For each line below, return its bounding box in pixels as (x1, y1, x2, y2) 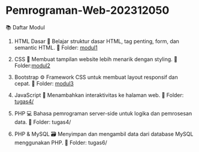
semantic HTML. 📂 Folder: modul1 (14, 44, 98, 51)
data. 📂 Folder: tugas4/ (14, 118, 71, 126)
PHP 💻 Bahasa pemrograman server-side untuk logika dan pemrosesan (14, 110, 192, 117)
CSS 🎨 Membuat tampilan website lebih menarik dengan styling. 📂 (14, 55, 178, 63)
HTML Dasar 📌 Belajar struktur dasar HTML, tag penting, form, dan (14, 37, 179, 45)
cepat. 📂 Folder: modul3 (14, 80, 74, 87)
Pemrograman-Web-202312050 (5, 4, 170, 17)
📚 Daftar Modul (5, 23, 46, 31)
